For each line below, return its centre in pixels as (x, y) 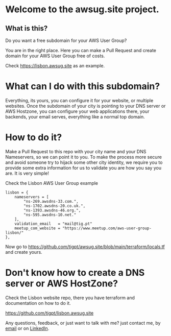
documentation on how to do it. (38, 303)
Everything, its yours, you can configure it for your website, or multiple (79, 100)
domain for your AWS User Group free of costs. (55, 56)
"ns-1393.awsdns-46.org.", (52, 210)
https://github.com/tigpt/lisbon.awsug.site (50, 313)
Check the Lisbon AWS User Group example (52, 183)
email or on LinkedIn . (27, 328)
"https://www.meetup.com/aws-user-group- (107, 228)
